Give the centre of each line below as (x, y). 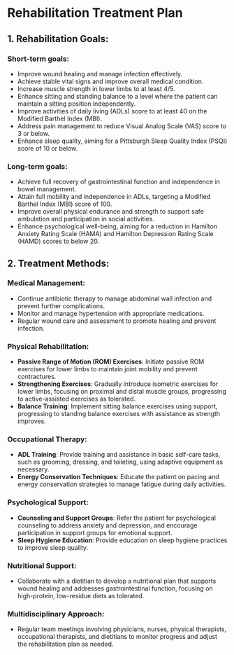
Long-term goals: (37, 166)
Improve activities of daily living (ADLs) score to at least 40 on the (112, 111)
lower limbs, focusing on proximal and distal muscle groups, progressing (122, 392)
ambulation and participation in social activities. (86, 219)
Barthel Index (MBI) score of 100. (65, 204)
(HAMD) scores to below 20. (58, 241)
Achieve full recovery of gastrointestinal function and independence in (118, 182)
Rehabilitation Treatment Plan (95, 13)
